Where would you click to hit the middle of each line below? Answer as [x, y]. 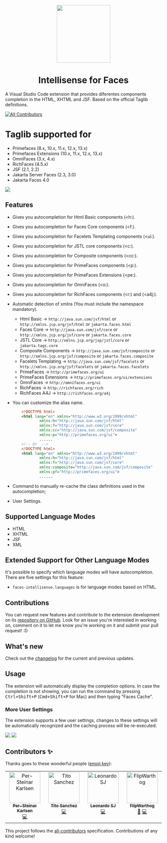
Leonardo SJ [103, 806]
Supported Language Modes [50, 517]
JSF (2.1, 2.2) [26, 169]
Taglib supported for [48, 135]
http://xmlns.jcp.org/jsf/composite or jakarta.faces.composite [87, 356]
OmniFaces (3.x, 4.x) [34, 158]
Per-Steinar [25, 806]
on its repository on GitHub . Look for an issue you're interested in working [81, 620]
